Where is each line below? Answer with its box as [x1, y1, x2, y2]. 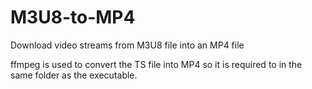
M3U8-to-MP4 [10, 6, 136, 29]
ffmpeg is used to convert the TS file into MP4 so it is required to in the [10, 58, 303, 70]
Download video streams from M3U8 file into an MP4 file [10, 39, 245, 51]
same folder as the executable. [10, 69, 138, 81]
